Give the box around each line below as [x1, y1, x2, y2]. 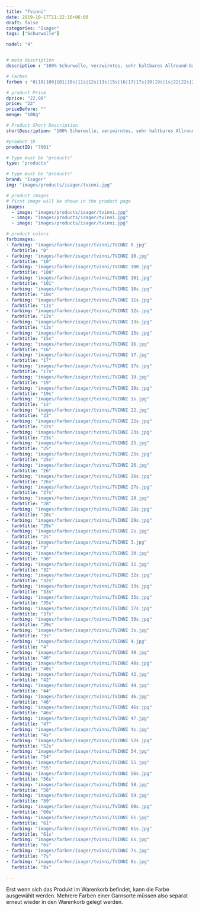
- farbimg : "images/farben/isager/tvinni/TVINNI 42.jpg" [6, 672, 150, 678]
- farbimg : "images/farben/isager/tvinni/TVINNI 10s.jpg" [6, 286, 152, 292]
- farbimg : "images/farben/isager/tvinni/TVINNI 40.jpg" [6, 649, 150, 655]
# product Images [6, 193, 49, 198]
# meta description [6, 57, 54, 63]
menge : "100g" [6, 112, 41, 118]
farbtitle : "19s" [11, 390, 54, 397]
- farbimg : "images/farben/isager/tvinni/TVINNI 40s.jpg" [6, 660, 152, 666]
